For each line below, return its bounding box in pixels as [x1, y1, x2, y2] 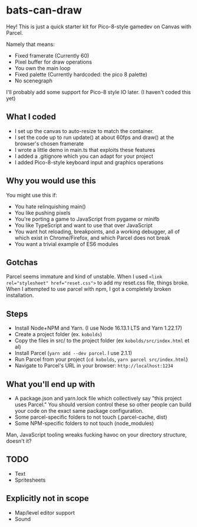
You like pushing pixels [14, 209, 71, 216]
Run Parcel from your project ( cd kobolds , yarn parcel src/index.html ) [14, 356, 188, 363]
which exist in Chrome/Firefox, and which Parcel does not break [14, 234, 170, 241]
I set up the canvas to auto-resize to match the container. [14, 127, 155, 134]
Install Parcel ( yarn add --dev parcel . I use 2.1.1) [14, 350, 133, 357]
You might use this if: [6, 191, 58, 198]
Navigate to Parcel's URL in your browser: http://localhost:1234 [14, 362, 173, 369]
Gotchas [6, 257, 38, 267]
